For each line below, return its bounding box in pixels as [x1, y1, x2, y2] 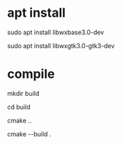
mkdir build [7, 89, 40, 97]
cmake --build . [7, 129, 52, 138]
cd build [7, 103, 31, 111]
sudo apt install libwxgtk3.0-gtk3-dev [7, 41, 115, 50]
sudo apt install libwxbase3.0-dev [7, 28, 105, 36]
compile [7, 66, 55, 82]
